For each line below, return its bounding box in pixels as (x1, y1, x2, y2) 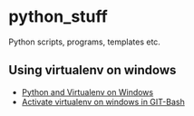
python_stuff (8, 6, 108, 27)
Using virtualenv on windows (8, 63, 177, 78)
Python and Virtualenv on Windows (21, 86, 154, 97)
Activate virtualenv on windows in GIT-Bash (21, 96, 185, 107)
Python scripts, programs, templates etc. (8, 36, 160, 47)
